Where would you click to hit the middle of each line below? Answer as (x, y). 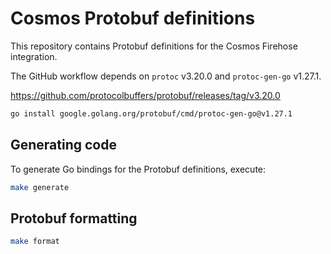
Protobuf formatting (74, 218)
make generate (40, 187)
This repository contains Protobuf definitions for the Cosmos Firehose (154, 46)
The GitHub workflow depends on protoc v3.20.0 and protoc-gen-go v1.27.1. (166, 76)
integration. (34, 56)
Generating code (63, 145)
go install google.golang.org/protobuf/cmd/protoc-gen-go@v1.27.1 (151, 113)
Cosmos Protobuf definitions (133, 18)
